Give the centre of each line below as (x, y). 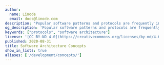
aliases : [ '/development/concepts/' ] (43, 55)
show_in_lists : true (26, 50)
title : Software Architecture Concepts (46, 46)
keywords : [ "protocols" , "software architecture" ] (58, 32)
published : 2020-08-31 (28, 42)
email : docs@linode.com (33, 19)
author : (13, 10)
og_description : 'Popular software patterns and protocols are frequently (83, 28)
